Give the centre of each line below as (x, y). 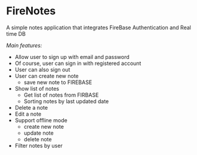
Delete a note (31, 107)
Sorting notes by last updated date (66, 101)
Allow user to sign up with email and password (72, 57)
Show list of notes (37, 88)
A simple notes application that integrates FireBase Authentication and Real (98, 27)
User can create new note (47, 76)
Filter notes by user (39, 145)
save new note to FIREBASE (58, 82)
